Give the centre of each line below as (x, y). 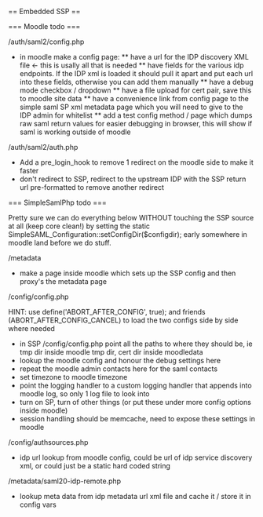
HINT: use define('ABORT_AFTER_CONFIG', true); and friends (107, 312)
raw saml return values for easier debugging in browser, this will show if (136, 124)
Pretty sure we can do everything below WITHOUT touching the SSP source (131, 218)
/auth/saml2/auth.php (43, 147)
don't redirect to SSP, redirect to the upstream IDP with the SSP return (133, 179)
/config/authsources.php (48, 442)
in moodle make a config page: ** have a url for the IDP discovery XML (134, 57)
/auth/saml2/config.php (46, 42)
